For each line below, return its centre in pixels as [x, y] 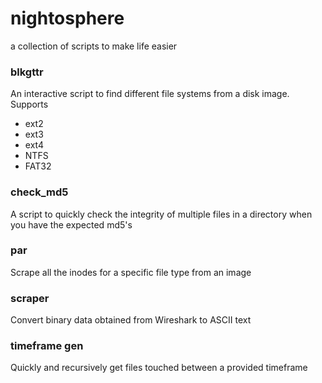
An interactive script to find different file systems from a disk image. [150, 94]
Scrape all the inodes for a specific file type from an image [131, 272]
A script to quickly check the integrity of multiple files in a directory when [161, 214]
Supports [29, 104]
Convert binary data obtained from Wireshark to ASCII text [131, 320]
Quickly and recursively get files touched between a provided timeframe [159, 368]
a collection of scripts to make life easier [94, 46]
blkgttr [27, 72]
